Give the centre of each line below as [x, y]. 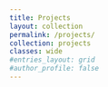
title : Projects [40, 18]
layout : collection [46, 26]
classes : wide [36, 52]
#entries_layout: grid [52, 60]
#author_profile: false [54, 69]
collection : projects [50, 43]
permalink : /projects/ [52, 34]
